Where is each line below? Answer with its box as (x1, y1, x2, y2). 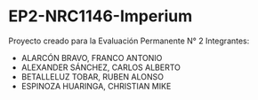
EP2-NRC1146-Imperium (8, 6, 193, 27)
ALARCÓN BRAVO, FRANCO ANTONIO (20, 52, 163, 63)
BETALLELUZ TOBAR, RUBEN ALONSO (20, 71, 164, 81)
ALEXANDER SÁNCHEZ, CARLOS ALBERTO (20, 62, 181, 73)
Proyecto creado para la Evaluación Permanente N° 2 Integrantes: (8, 35, 250, 46)
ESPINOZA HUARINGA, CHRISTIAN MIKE (20, 81, 172, 91)
